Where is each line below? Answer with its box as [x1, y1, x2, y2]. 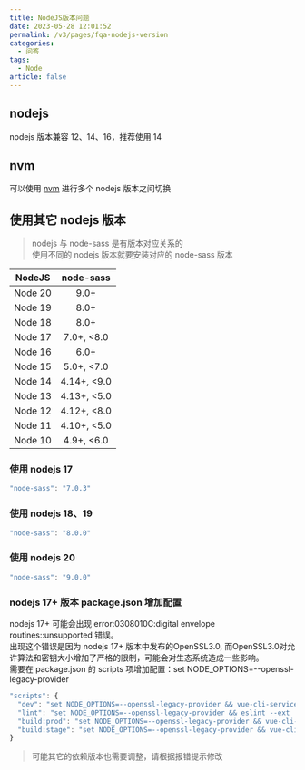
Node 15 [14, 360, 52, 373]
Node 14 [14, 375, 52, 388]
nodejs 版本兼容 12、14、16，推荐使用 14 [9, 131, 162, 141]
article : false [9, 73, 67, 82]
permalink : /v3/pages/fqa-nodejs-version [9, 30, 169, 39]
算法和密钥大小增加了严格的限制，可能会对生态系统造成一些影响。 [16, 652, 264, 663]
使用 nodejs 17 [9, 463, 73, 476]
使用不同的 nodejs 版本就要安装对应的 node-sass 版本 [31, 249, 233, 260]
